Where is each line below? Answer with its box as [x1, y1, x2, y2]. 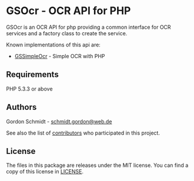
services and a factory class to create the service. [6, 29, 128, 36]
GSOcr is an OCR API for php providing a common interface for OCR [6, 24, 172, 31]
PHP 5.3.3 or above [6, 85, 53, 92]
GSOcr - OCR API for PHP [6, 4, 131, 18]
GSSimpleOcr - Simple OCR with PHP [14, 52, 105, 59]
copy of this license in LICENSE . [6, 168, 84, 175]
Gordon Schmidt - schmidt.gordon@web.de [6, 118, 112, 125]
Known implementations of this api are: [6, 41, 101, 48]
